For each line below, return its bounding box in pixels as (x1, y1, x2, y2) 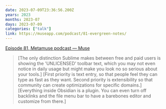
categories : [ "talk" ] (5, 26, 52, 32)
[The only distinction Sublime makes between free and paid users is (17, 55, 161, 61)
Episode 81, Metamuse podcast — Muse (5, 45, 90, 51)
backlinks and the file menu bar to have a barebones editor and (17, 93, 152, 99)
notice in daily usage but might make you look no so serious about (17, 66, 157, 72)
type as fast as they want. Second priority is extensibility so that (17, 77, 153, 83)
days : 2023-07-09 (5, 21, 42, 27)
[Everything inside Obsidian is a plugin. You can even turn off (17, 88, 147, 93)
